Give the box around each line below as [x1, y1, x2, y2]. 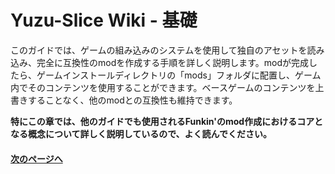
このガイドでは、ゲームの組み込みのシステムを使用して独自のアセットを [10, 44, 308, 56]
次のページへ [10, 152, 63, 165]
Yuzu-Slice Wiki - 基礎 [10, 9, 198, 32]
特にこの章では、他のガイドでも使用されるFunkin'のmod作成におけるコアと [10, 115, 323, 127]
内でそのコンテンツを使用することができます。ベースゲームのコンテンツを [10, 81, 316, 93]
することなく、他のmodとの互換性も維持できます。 [27, 94, 238, 106]
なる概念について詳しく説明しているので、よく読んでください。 [10, 127, 272, 140]
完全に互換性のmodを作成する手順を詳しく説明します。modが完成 [36, 56, 310, 68]
